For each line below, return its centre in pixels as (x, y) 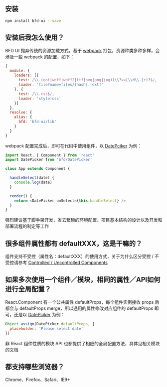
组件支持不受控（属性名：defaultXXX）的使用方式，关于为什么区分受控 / (79, 257)
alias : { (23, 117)
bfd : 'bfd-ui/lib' (37, 122)
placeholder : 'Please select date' (47, 328)
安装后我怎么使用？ (35, 38)
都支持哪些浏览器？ (35, 367)
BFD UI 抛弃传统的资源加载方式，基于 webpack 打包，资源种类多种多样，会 (83, 50)
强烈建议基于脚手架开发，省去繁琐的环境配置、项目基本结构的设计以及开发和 (84, 220)
